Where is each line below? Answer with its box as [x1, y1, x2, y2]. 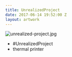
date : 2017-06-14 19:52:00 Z [5, 12, 67, 17]
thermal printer [12, 46, 44, 52]
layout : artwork [5, 17, 40, 22]
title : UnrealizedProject [5, 7, 60, 13]
